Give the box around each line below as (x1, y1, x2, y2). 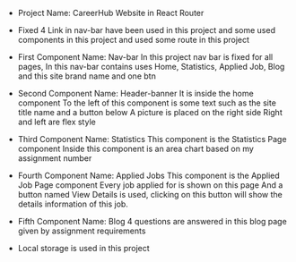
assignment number (17, 153, 92, 164)
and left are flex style (17, 116, 96, 127)
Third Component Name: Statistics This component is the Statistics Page (17, 134, 287, 144)
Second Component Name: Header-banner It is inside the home (17, 89, 254, 98)
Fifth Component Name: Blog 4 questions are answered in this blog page (17, 216, 287, 226)
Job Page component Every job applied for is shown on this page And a (17, 180, 283, 190)
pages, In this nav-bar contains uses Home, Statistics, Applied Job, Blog (17, 62, 285, 72)
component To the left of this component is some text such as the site (17, 97, 276, 108)
